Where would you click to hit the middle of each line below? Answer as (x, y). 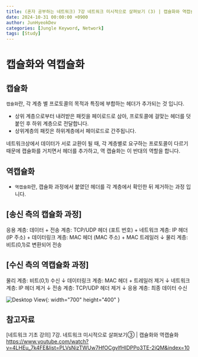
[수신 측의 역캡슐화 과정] (47, 265)
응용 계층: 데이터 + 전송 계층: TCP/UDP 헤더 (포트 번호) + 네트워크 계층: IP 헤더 (97, 230)
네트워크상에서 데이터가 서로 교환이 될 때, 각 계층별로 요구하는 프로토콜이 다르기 (97, 144)
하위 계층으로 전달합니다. (60, 124)
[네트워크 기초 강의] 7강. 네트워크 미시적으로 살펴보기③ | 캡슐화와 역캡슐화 (93, 335)
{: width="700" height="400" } (83, 300)
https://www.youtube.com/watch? (47, 342)
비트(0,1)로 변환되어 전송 (34, 244)
